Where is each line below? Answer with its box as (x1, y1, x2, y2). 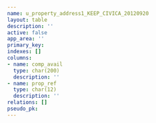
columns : (7, 55, 32, 61)
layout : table (7, 16, 48, 23)
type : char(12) (13, 86, 57, 93)
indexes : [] (7, 49, 41, 55)
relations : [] (7, 99, 48, 106)
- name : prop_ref (7, 80, 57, 87)
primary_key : (7, 42, 45, 49)
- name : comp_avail (7, 61, 63, 68)
